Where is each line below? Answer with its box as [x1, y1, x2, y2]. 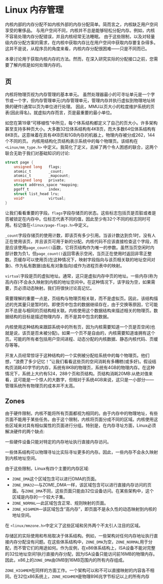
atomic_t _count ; [14, 169, 64, 174]
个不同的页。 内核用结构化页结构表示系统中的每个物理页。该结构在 [5, 138, 138, 144]
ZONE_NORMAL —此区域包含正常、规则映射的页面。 [12, 500, 109, 506]
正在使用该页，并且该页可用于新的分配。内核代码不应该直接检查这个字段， [5, 238, 154, 244]
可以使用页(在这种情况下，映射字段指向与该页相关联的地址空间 [26, 257, 151, 262]
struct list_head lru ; [14, 191, 60, 196]
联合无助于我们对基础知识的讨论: [5, 150, 70, 156]
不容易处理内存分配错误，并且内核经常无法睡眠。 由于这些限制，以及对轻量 [5, 33, 155, 39]
